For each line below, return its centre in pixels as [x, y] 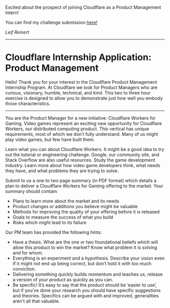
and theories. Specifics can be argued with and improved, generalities [86, 295]
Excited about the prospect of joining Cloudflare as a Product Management [83, 7]
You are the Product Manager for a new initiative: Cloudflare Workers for [80, 118]
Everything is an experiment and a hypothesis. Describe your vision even [89, 258]
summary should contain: [32, 191]
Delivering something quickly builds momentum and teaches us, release [88, 274]
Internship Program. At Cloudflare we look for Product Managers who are [81, 87]
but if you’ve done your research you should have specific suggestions [87, 290]
